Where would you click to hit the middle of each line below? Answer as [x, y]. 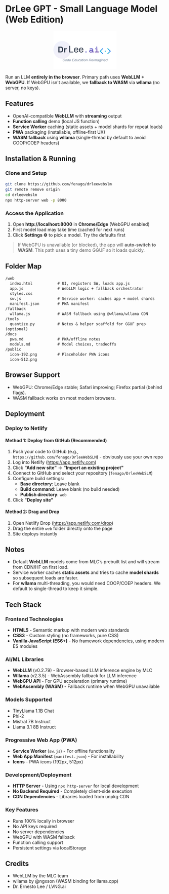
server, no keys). [23, 88]
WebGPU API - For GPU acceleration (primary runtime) [70, 681]
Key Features [22, 810]
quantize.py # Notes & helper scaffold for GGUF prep [78, 324]
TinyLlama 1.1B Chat [33, 711]
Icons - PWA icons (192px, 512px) [48, 762]
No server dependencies [38, 832]
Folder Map [24, 266]
